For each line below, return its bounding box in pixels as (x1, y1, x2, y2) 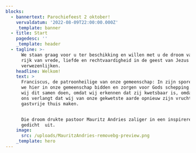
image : (16, 127, 32, 133)
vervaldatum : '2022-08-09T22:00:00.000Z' (16, 19, 118, 25)
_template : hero (16, 138, 56, 144)
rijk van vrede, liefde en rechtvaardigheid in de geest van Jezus (20, 57, 190, 63)
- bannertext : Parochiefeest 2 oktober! (11, 14, 111, 20)
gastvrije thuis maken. (20, 100, 80, 107)
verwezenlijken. (20, 62, 61, 69)
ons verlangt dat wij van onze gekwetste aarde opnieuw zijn (20, 95, 174, 101)
